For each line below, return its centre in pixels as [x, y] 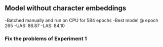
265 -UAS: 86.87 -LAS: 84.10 [35, 25]
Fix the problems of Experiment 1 [46, 38]
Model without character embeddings [66, 8]
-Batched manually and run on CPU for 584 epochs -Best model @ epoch [81, 20]
